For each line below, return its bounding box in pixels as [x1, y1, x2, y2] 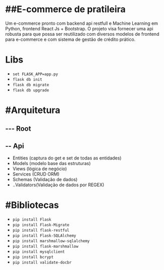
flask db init [12, 77, 42, 82]
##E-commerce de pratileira [5, 4, 126, 15]
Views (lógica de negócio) [12, 166, 67, 172]
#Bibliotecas [5, 199, 59, 211]
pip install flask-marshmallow [12, 244, 79, 249]
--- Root [5, 125, 31, 133]
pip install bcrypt [12, 255, 54, 260]
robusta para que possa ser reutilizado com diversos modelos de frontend [5, 31, 159, 37]
